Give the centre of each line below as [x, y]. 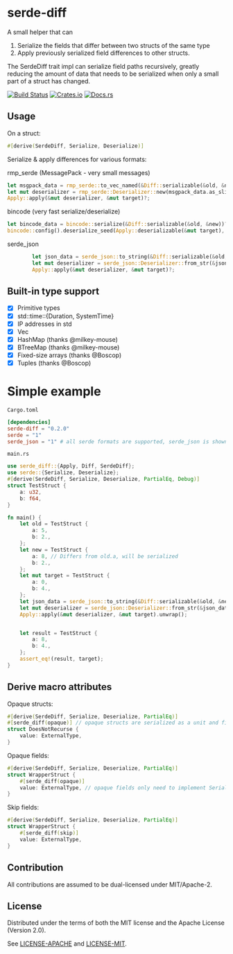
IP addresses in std [44, 324]
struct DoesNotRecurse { [43, 730]
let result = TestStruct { [59, 633]
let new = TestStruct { [54, 550]
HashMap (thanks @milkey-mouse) [67, 339]
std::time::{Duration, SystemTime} [66, 316]
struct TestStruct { [37, 486]
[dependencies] [29, 422]
